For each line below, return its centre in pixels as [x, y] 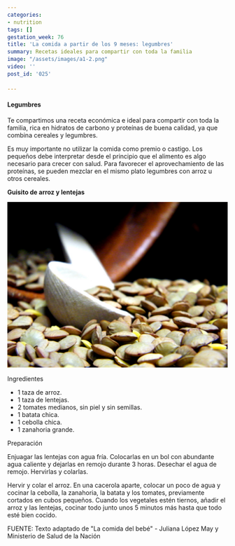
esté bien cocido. [32, 514]
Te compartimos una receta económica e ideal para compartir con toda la [113, 120]
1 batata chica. [38, 414]
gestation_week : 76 [36, 37]
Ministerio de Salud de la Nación [54, 535]
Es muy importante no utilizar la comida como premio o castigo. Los [105, 149]
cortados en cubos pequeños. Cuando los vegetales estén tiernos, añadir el [116, 500]
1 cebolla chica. [40, 422]
